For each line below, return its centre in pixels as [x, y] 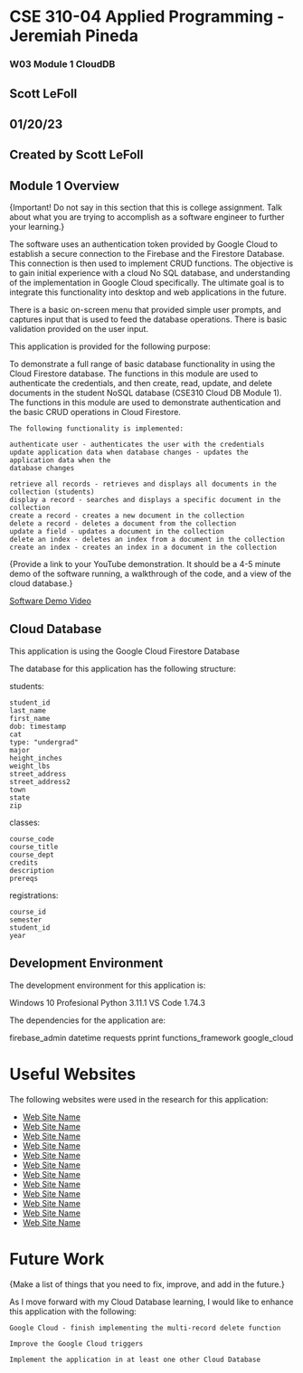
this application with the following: [73, 1311]
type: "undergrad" [44, 742]
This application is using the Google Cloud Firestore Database [124, 651]
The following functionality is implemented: [96, 429]
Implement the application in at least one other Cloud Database [135, 1359]
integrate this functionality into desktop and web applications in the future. [148, 292]
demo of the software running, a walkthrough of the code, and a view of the [151, 574]
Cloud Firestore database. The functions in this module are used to [134, 374]
